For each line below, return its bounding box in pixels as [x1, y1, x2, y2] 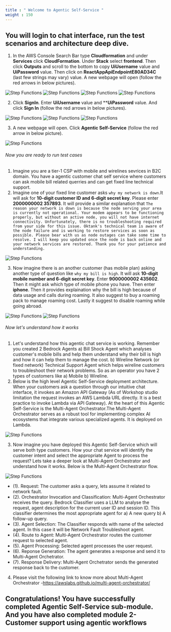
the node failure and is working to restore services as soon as [12, 228, 155, 233]
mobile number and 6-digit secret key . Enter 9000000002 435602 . [12, 275, 159, 282]
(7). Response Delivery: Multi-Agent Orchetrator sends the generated [12, 559, 158, 565]
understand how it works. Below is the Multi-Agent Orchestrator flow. [12, 463, 158, 469]
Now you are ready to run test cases [5, 152, 83, 158]
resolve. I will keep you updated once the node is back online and [12, 237, 162, 242]
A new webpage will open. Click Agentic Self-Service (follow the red [12, 125, 158, 131]
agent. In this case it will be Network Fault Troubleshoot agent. [12, 526, 144, 532]
